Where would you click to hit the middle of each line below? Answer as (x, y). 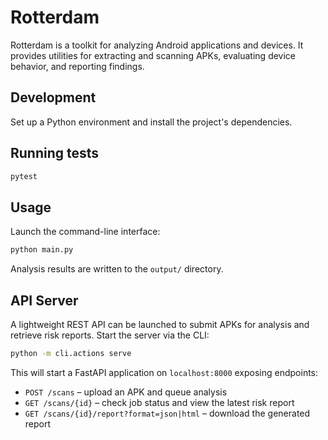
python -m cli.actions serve (71, 353)
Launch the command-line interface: (85, 232)
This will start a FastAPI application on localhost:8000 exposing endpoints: (164, 372)
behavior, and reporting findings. (77, 66)
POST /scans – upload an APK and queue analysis (126, 392)
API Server (44, 300)
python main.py (42, 250)
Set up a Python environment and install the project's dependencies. (151, 122)
